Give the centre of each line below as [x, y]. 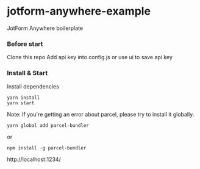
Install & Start [27, 73]
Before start [25, 44]
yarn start [21, 103]
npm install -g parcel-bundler [47, 148]
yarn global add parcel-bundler [48, 125]
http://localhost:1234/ [34, 159]
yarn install [23, 98]
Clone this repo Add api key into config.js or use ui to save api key [90, 57]
